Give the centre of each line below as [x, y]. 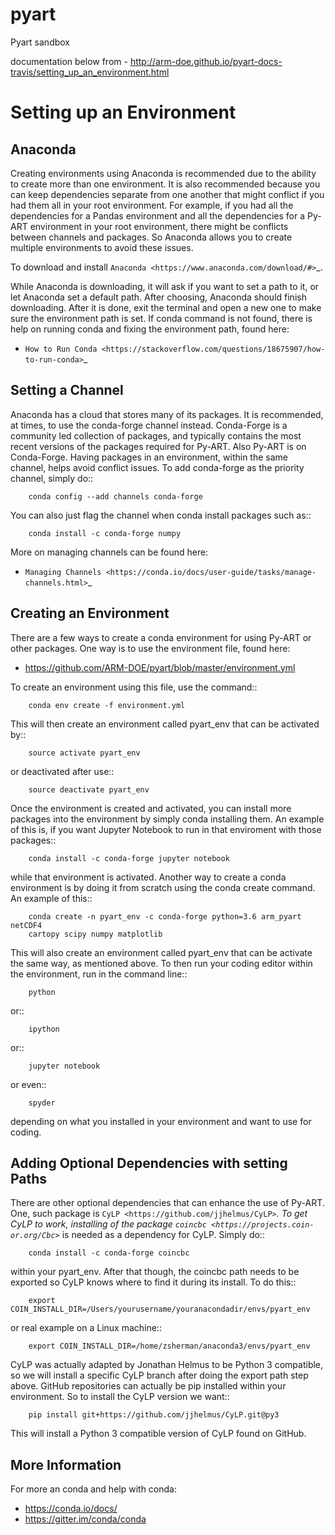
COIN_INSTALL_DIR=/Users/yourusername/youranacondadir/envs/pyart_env [160, 1309]
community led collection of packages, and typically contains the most [156, 435]
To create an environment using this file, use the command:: [134, 687]
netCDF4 [26, 925]
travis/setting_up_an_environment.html [90, 72]
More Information [66, 1464]
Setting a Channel [67, 390]
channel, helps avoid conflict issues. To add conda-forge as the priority [157, 467]
